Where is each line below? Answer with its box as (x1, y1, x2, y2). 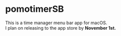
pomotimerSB (5, 3, 64, 15)
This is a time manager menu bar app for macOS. (5, 20, 107, 26)
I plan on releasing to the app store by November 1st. (5, 25, 116, 31)
